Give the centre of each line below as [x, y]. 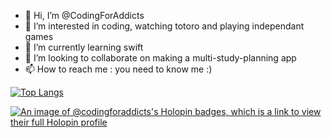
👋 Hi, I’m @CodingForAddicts [84, 15]
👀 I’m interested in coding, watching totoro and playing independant [164, 26]
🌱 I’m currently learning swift [84, 47]
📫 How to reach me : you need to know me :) [118, 69]
